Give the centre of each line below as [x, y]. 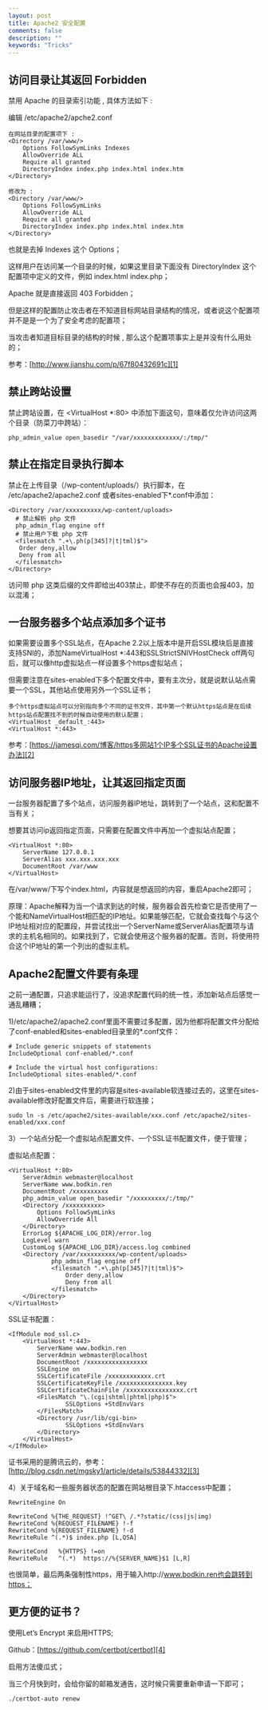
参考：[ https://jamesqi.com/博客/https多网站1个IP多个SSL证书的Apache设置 [133, 745]
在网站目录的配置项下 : [42, 134]
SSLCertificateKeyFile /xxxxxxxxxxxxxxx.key [112, 1383]
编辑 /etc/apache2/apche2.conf [61, 117]
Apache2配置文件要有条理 [73, 974]
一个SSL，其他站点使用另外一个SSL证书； [84, 690]
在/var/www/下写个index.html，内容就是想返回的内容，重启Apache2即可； [131, 889]
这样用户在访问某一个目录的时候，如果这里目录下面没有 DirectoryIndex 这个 [132, 266]
